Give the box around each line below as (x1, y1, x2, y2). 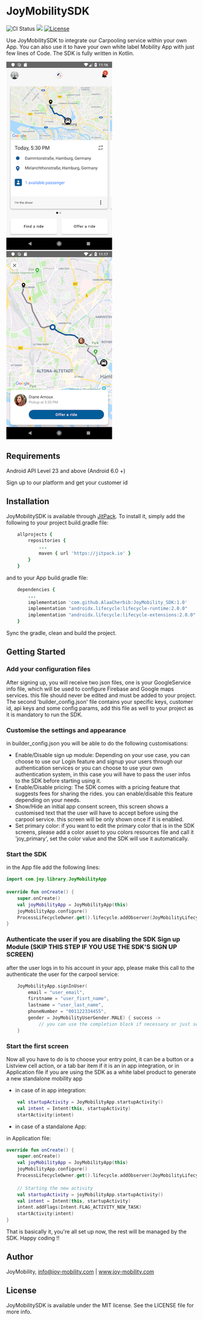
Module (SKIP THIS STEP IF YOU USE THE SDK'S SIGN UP (6, 943, 177, 951)
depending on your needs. (14, 796, 81, 804)
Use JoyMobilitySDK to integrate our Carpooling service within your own (6, 36, 187, 44)
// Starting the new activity (17, 1185, 94, 1191)
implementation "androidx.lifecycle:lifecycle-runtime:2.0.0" (28, 606, 188, 612)
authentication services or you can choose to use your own (14, 764, 163, 772)
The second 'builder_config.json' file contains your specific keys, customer (6, 698, 193, 705)
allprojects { (17, 531, 53, 538)
